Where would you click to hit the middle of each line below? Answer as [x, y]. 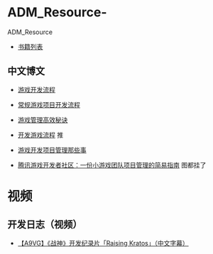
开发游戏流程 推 [40, 135]
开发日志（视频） [45, 225]
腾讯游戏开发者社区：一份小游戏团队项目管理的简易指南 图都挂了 [112, 165]
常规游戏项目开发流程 [49, 104]
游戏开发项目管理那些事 [52, 150]
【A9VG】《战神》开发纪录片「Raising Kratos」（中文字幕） [103, 243]
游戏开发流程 [36, 89]
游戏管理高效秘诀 [43, 120]
